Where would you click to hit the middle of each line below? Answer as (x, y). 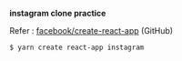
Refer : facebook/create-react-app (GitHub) (91, 30)
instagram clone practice (58, 13)
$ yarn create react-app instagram (77, 47)
